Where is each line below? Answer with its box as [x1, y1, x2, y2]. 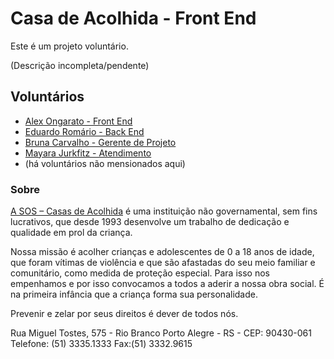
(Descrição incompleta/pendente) [10, 59, 150, 71]
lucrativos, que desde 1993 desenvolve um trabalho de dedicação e [10, 216, 290, 228]
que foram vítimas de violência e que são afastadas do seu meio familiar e [10, 257, 316, 269]
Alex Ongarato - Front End [24, 115, 133, 127]
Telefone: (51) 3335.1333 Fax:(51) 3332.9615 [10, 338, 193, 350]
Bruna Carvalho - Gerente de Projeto [24, 136, 177, 148]
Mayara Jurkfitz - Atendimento [24, 147, 152, 159]
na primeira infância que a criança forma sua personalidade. [10, 288, 258, 301]
